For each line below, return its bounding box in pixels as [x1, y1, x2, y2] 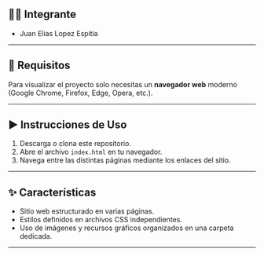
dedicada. [19, 232, 53, 241]
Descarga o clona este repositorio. [19, 139, 132, 148]
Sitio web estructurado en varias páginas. [19, 207, 155, 216]
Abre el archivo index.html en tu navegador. [19, 147, 163, 157]
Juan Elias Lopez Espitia [19, 28, 98, 38]
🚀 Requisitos [8, 59, 71, 72]
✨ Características [8, 185, 97, 199]
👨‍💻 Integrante [8, 8, 77, 21]
